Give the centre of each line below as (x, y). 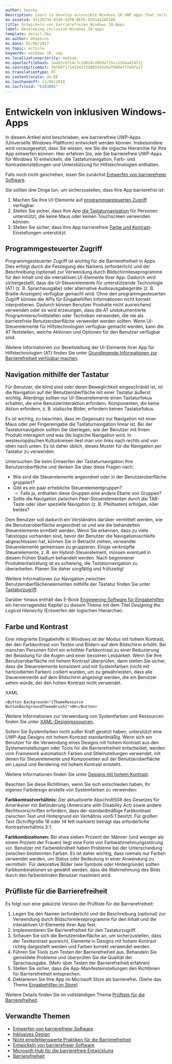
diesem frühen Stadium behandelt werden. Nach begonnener (70, 558)
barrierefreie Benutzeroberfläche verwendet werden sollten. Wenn (76, 321)
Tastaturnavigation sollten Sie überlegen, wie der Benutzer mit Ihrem (78, 430)
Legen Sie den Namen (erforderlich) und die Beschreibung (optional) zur (89, 913)
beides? (21, 510)
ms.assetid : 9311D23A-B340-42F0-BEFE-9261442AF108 (60, 20)
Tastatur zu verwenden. (30, 452)
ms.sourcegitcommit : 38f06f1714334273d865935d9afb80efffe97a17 (74, 67)
